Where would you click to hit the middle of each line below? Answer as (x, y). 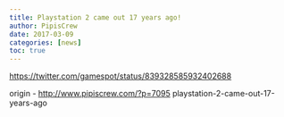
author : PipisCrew (43, 26)
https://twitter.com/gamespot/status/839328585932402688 (121, 76)
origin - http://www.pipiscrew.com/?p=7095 (90, 94)
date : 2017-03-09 (42, 34)
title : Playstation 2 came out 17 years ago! (95, 17)
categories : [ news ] (46, 42)
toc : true (28, 51)
